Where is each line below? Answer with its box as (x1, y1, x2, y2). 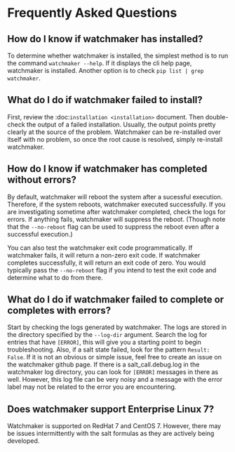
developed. (7, 437, 40, 445)
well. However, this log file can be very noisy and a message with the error (7, 375, 223, 384)
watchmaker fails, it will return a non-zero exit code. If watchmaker (7, 251, 201, 259)
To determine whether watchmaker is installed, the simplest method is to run (7, 51, 229, 60)
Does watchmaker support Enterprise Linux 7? (7, 403, 215, 415)
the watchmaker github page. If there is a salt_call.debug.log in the (7, 360, 200, 369)
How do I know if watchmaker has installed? (7, 33, 203, 45)
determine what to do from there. (7, 273, 103, 281)
